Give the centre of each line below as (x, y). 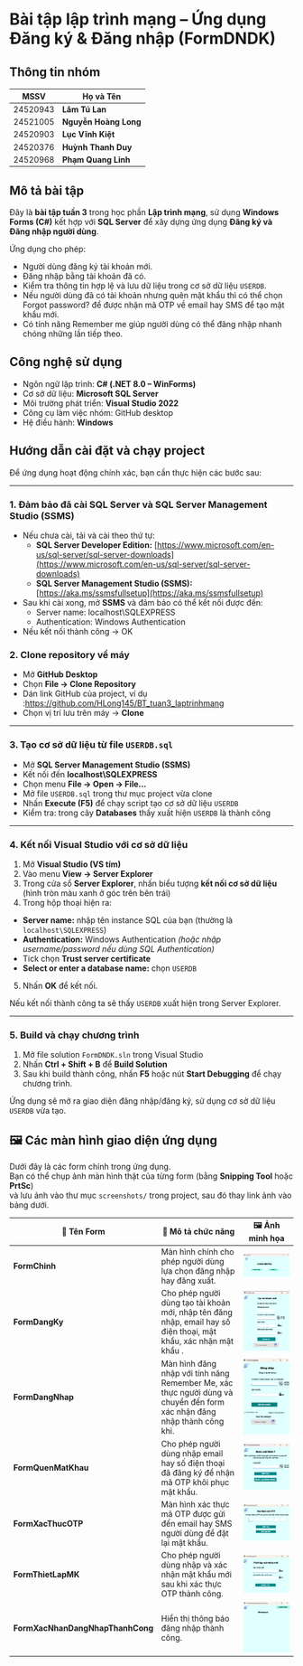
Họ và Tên (102, 96)
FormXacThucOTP (48, 1524)
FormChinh (35, 1266)
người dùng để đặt (195, 1533)
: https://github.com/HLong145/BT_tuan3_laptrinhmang (123, 703)
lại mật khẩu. (185, 1543)
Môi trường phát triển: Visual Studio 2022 (100, 403)
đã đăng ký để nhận (198, 1473)
